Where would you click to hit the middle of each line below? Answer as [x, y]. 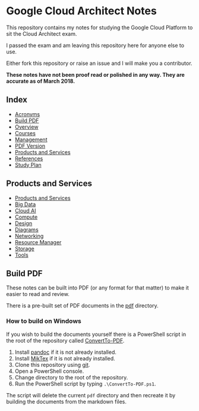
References [29, 158]
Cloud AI [26, 210]
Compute [26, 217]
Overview [26, 127]
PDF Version [30, 146]
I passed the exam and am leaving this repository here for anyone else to [95, 45]
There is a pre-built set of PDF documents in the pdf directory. [82, 306]
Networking [29, 236]
